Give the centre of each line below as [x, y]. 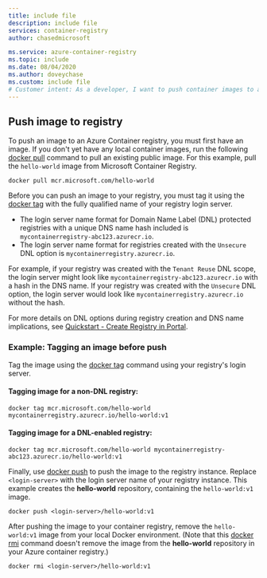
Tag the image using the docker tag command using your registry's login [127, 364]
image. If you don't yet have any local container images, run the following [128, 149]
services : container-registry [58, 30]
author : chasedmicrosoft [49, 38]
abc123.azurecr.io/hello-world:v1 [66, 457]
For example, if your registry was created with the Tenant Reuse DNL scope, [132, 269]
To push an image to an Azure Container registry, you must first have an [126, 141]
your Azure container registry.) [58, 552]
